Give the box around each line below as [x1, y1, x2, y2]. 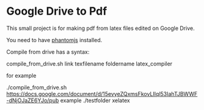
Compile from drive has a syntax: [6, 48, 90, 56]
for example [6, 71, 37, 79]
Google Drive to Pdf [6, 4, 107, 18]
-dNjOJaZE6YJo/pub [6, 97, 59, 104]
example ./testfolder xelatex [60, 97, 130, 104]
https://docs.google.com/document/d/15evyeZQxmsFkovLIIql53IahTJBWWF [6, 90, 198, 97]
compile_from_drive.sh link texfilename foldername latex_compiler [6, 60, 173, 67]
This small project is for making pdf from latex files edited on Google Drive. [6, 24, 195, 32]
